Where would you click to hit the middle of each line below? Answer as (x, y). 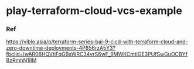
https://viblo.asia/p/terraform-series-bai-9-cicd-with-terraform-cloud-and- (97, 42)
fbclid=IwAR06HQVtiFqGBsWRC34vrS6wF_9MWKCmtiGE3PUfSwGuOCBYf (97, 54)
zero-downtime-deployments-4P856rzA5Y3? (61, 48)
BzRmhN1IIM (21, 60)
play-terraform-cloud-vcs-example (94, 11)
